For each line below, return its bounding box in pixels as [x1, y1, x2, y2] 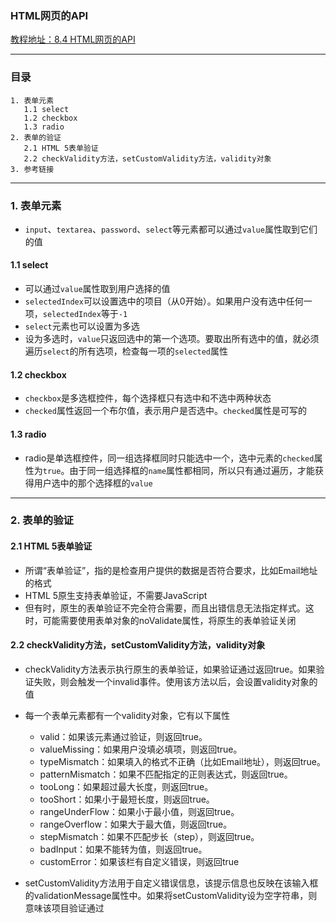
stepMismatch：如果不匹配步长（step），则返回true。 [39, 830, 260, 842]
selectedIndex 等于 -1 [42, 308, 128, 320]
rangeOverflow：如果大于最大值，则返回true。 [39, 818, 233, 830]
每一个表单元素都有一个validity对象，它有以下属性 [24, 709, 230, 721]
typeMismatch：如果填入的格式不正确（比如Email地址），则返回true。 [39, 755, 326, 767]
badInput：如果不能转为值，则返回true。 [39, 843, 208, 855]
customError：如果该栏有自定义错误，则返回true [39, 855, 240, 867]
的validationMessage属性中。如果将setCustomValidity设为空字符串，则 [24, 889, 318, 901]
